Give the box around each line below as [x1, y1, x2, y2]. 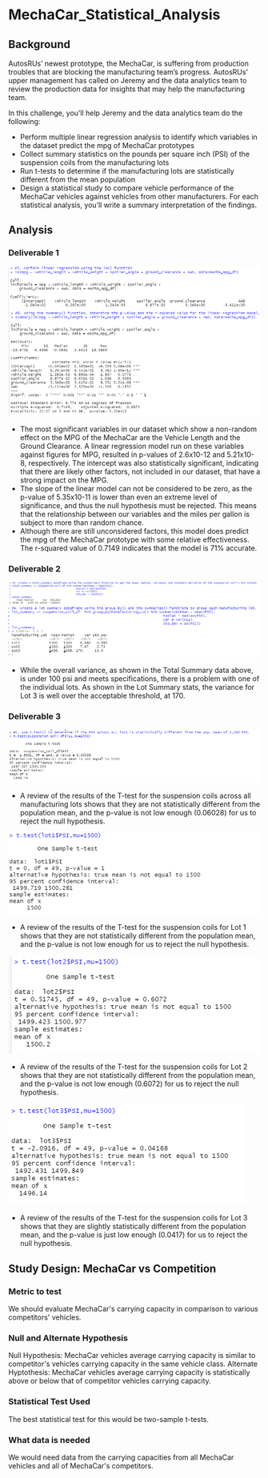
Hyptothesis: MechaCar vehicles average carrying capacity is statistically [8, 1368, 250, 1377]
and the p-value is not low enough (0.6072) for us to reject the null [19, 1079, 239, 1089]
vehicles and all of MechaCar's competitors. [8, 1461, 154, 1471]
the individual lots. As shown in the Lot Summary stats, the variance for [19, 683, 254, 692]
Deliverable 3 [8, 711, 62, 722]
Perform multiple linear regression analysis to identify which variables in [19, 132, 258, 142]
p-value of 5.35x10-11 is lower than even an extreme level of [19, 492, 218, 502]
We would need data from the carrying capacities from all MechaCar [8, 1452, 234, 1462]
